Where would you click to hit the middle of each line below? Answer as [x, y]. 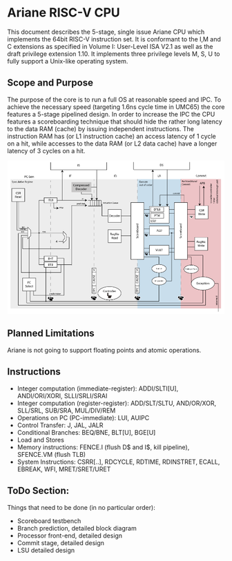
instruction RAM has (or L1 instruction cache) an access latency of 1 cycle [112, 136]
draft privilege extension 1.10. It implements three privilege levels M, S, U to [114, 54]
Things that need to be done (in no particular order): [81, 507]
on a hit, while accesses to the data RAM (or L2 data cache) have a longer [112, 144]
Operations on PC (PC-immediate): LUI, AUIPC [83, 417]
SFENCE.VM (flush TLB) [51, 454]
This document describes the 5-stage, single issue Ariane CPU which [106, 32]
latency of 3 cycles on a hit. [46, 150]
